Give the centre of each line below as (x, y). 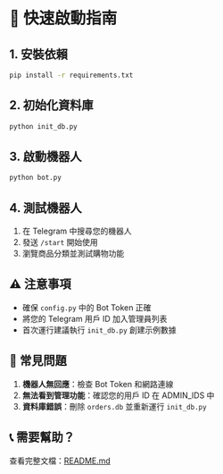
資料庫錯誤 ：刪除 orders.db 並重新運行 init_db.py (114, 406)
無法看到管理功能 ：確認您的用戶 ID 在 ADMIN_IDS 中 (118, 395)
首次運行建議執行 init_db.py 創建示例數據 (99, 330)
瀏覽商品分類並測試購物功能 (73, 254)
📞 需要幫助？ (42, 438)
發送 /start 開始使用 (60, 242)
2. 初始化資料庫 (51, 105)
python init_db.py (43, 126)
